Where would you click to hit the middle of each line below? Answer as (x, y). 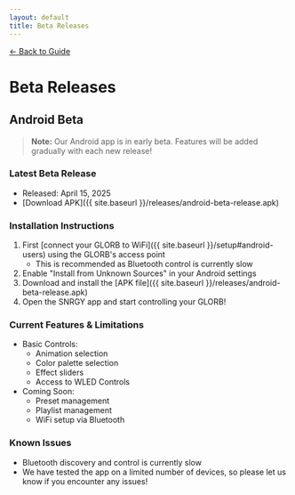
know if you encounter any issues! (85, 481)
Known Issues (40, 443)
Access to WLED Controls (83, 382)
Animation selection (72, 353)
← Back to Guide (40, 51)
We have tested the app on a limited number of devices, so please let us (154, 472)
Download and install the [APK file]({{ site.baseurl (113, 283)
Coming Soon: (48, 392)
